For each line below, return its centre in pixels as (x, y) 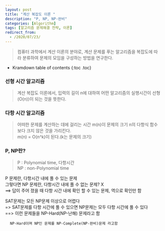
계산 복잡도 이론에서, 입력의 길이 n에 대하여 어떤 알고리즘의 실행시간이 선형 (89, 93)
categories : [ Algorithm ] (31, 23)
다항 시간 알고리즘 (25, 113)
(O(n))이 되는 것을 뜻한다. (42, 99)
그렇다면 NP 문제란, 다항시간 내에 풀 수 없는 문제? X (55, 184)
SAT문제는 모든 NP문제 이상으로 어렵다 (43, 201)
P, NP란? (16, 151)
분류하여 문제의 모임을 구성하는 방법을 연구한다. (68, 58)
